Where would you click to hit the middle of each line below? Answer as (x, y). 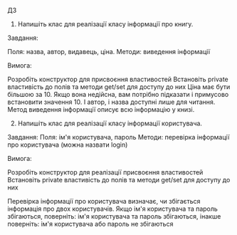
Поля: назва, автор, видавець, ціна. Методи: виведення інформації (109, 52)
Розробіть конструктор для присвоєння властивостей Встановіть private (118, 79)
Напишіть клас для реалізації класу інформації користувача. (110, 123)
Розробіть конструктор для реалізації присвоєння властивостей (105, 172)
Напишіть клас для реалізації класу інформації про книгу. (105, 24)
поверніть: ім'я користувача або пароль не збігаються (90, 224)
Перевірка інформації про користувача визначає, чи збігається (104, 201)
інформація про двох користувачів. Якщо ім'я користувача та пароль (113, 209)
